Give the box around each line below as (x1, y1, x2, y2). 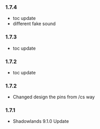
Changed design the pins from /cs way (12, 94, 95, 100)
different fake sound (12, 20, 56, 27)
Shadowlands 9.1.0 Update (12, 118, 69, 124)
